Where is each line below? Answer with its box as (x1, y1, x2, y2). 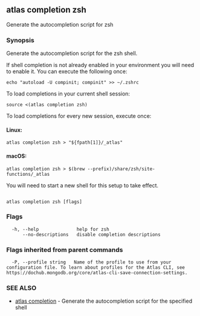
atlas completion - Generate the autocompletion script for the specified (15, 297, 192, 305)
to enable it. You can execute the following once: (6, 68, 128, 75)
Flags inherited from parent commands (6, 245, 123, 254)
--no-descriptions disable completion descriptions (22, 231, 161, 237)
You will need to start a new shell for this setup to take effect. (6, 181, 159, 189)
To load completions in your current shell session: (6, 90, 131, 97)
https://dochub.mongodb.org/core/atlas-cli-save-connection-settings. (6, 270, 188, 276)
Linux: (6, 126, 22, 134)
